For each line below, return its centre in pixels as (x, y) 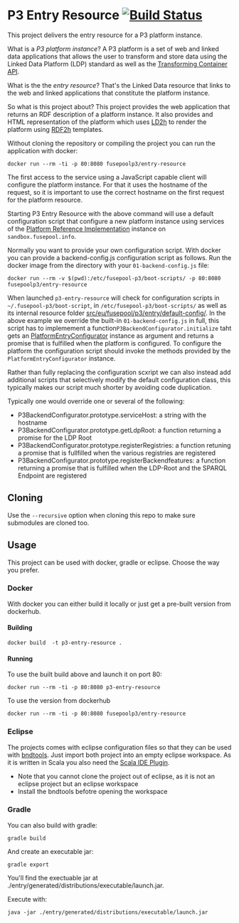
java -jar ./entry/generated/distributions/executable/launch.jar (108, 912)
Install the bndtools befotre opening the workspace (93, 791)
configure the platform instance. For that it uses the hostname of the (107, 185)
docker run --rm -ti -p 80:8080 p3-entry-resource (84, 688)
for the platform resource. (45, 200)
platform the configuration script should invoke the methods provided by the (119, 351)
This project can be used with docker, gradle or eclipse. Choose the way (113, 562)
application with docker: (43, 150)
